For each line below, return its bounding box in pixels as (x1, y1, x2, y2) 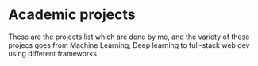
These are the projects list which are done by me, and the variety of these (8, 32, 250, 41)
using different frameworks (8, 49, 98, 58)
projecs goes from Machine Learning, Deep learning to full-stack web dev (8, 40, 250, 49)
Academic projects (8, 6, 136, 24)
